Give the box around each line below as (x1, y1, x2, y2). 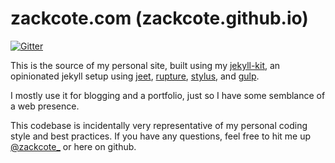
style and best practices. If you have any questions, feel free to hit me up (10, 130, 312, 142)
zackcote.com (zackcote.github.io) (10, 7, 309, 30)
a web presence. (10, 100, 80, 112)
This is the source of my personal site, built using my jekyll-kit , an (10, 59, 281, 71)
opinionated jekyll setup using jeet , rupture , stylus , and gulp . (10, 70, 260, 82)
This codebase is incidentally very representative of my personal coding (10, 119, 308, 131)
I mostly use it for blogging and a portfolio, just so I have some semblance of (10, 89, 326, 101)
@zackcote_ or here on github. (10, 140, 137, 152)
